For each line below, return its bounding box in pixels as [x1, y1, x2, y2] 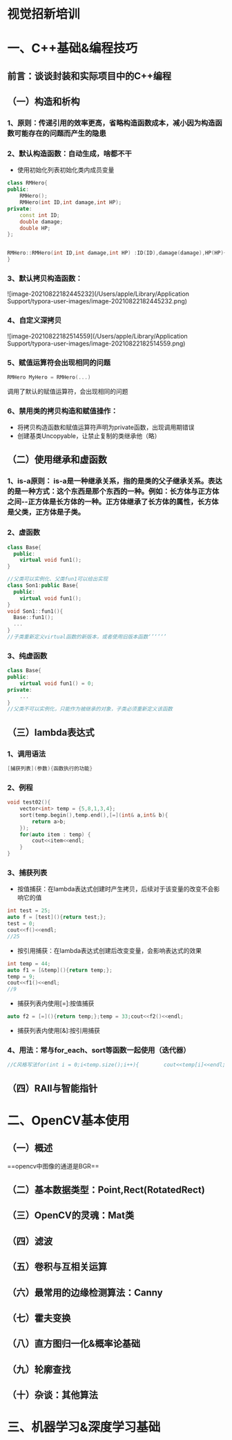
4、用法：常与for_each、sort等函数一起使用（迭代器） [7, 1045, 191, 1054]
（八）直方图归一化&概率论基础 [7, 1338, 141, 1349]
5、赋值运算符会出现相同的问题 [7, 357, 111, 367]
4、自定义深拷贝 [7, 316, 62, 325]
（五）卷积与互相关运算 [7, 1261, 107, 1273]
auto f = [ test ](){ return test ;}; [7, 913, 107, 921]
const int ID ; [19, 211, 60, 218]
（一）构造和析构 [7, 96, 80, 108]
